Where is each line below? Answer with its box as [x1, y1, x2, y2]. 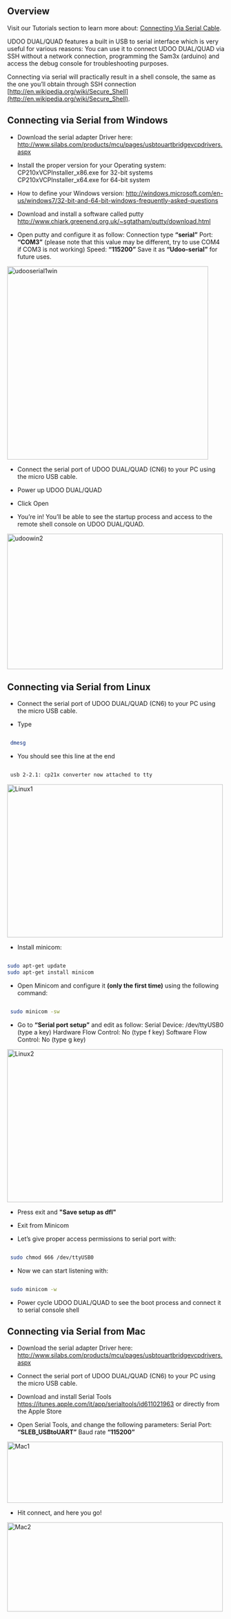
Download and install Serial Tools [17, 1393, 112, 1401]
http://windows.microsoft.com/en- [125, 189, 223, 197]
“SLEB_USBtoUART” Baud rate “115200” [17, 1428, 135, 1436]
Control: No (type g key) [17, 1035, 86, 1043]
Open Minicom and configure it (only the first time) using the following [17, 981, 219, 990]
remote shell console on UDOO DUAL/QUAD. [17, 520, 145, 528]
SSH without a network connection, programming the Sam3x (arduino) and [7, 52, 219, 60]
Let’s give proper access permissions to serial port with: [17, 1235, 177, 1243]
